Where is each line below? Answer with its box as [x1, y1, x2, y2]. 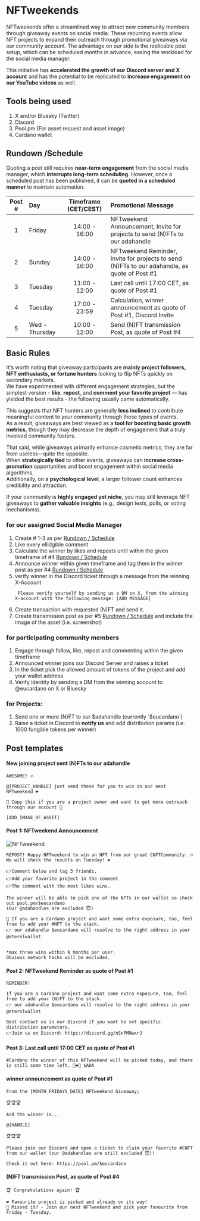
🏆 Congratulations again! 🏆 [6, 1187, 80, 1193]
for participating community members [6, 633, 119, 642]
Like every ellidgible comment [14, 541, 89, 548]
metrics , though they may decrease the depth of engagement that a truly [6, 426, 186, 433]
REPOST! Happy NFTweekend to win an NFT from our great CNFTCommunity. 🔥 [6, 852, 193, 858]
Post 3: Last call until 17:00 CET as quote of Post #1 [6, 1044, 135, 1051]
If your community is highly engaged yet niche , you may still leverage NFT [6, 494, 190, 501]
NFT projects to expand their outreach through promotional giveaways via [6, 36, 187, 43]
